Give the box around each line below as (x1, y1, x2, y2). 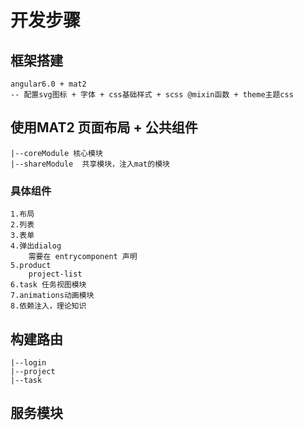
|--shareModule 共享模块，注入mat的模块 (10, 159, 170, 169)
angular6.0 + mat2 (10, 79, 87, 89)
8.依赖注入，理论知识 (10, 301, 87, 311)
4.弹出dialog (10, 241, 62, 251)
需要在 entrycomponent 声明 (28, 252, 138, 262)
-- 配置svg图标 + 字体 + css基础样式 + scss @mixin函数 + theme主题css (10, 90, 294, 100)
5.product (10, 261, 52, 271)
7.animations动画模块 (10, 291, 95, 301)
